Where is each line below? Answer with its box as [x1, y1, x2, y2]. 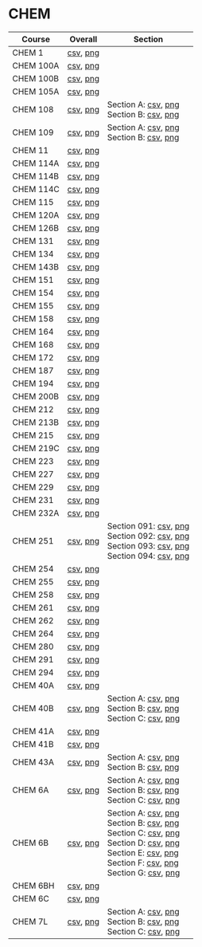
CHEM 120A [12, 209, 60, 220]
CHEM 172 [12, 352, 54, 363]
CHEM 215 [12, 430, 54, 441]
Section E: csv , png [107, 847, 179, 858]
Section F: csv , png [107, 857, 179, 868]
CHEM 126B [12, 222, 60, 234]
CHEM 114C [12, 183, 60, 195]
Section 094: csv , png [107, 550, 190, 561]
